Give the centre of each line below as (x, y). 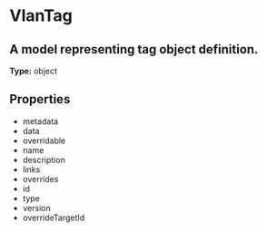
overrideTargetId (54, 217)
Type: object (33, 71)
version (37, 208)
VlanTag (41, 16)
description (44, 159)
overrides (40, 179)
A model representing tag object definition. (134, 49)
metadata (40, 121)
